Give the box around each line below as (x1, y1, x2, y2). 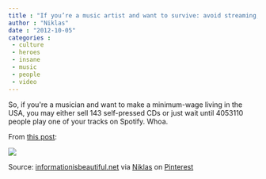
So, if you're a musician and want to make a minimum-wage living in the (8, 100, 243, 109)
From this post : (8, 131, 58, 141)
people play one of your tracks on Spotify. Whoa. (8, 116, 169, 126)
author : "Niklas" (8, 19, 69, 27)
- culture (11, 41, 44, 49)
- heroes (11, 48, 41, 56)
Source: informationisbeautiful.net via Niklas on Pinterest (8, 162, 194, 171)
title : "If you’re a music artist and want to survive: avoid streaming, (8, 11, 260, 20)
